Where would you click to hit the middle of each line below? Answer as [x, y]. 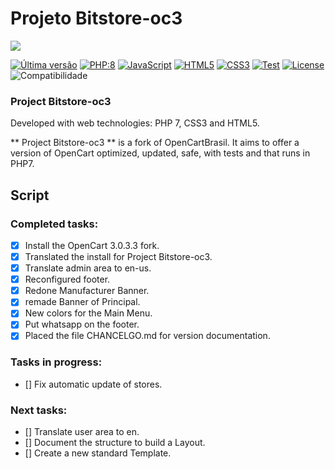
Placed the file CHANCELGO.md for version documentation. [147, 336]
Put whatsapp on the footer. [82, 324]
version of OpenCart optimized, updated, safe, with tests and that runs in [160, 153]
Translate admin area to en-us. [88, 268]
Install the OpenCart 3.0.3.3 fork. [92, 245]
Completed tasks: [54, 224]
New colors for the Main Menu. [88, 313]
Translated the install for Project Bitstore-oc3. [118, 256]
